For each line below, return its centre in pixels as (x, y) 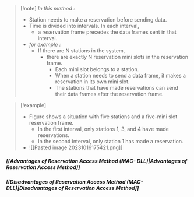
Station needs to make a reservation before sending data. (98, 20)
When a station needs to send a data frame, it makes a (121, 75)
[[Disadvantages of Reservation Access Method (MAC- (75, 182)
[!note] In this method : (47, 8)
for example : (45, 44)
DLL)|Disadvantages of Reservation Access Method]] (73, 188)
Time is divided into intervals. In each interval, (84, 26)
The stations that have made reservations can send (117, 88)
